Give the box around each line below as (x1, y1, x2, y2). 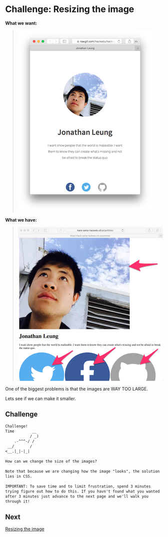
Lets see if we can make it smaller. (5, 395, 76, 402)
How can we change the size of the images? (5, 459, 97, 464)
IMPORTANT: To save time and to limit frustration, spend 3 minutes (5, 484, 151, 489)
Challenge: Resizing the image (5, 4, 134, 15)
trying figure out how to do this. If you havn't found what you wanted (5, 489, 160, 494)
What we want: (5, 20, 37, 26)
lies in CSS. (5, 474, 32, 479)
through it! (5, 499, 30, 504)
